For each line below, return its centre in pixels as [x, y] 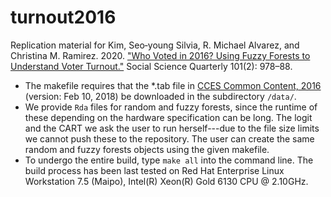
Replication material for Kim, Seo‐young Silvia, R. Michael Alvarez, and [155, 45]
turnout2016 [63, 17]
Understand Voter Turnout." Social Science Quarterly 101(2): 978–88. [151, 66]
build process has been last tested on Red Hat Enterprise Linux [154, 170]
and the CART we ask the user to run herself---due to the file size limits [172, 128]
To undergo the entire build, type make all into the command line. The [169, 160]
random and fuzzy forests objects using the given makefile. [147, 149]
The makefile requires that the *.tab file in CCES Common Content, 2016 [173, 85]
